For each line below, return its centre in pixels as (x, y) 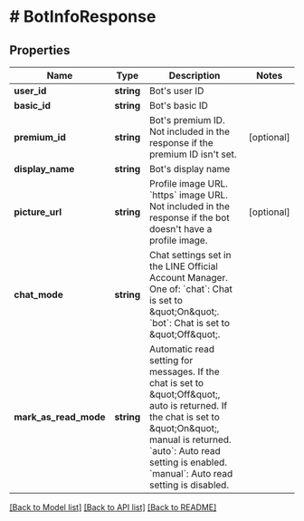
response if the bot (189, 217)
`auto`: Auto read (185, 451)
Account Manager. (189, 278)
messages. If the (184, 371)
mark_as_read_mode (60, 417)
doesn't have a (180, 229)
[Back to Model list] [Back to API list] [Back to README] (113, 507)
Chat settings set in (190, 255)
